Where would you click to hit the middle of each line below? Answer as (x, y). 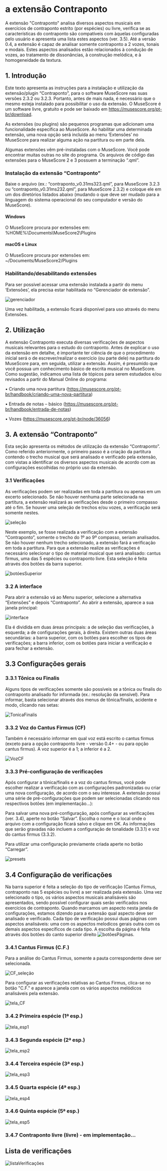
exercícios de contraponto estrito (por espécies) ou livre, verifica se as (78, 28)
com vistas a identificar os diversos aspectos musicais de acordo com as (80, 462)
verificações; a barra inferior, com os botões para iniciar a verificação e (79, 643)
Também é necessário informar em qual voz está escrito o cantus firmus (80, 738)
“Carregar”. (17, 849)
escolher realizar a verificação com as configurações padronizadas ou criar (83, 788)
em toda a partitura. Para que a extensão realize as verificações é (73, 548)
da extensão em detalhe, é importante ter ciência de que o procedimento (80, 353)
